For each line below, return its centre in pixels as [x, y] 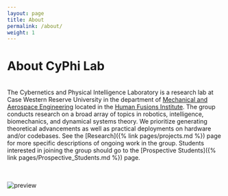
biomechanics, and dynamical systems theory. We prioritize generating [107, 122]
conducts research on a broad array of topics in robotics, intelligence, [105, 114]
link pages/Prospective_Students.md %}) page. [74, 158]
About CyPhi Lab [56, 66]
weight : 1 [21, 32]
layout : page [26, 13]
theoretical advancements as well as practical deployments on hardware [109, 129]
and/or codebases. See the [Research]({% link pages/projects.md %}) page [114, 136]
